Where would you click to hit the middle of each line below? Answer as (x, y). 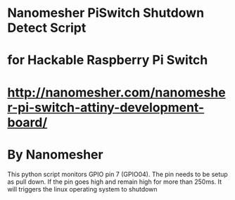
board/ (27, 122)
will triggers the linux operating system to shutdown (82, 189)
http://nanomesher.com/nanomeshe (117, 92)
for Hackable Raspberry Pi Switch (108, 60)
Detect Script (47, 28)
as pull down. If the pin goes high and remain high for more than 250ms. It (115, 182)
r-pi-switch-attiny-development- (106, 107)
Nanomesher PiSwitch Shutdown (106, 13)
